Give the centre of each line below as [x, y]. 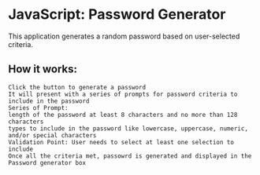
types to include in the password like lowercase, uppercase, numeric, [128, 128]
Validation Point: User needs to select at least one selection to [121, 142]
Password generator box [47, 162]
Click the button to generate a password [77, 87]
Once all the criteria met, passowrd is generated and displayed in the [130, 156]
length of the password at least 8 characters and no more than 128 [123, 115]
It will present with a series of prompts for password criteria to [123, 94]
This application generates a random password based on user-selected [124, 36]
